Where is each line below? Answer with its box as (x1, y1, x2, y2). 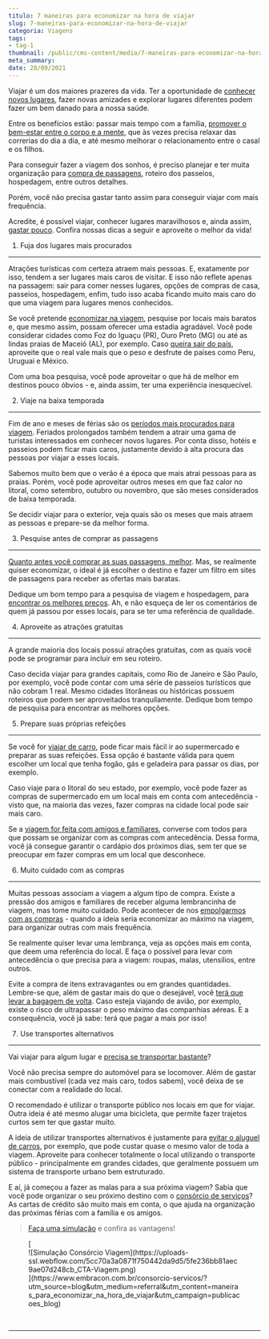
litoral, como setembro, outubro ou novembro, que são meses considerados (8, 485, 259, 494)
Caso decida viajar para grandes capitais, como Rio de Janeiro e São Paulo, (8, 669, 259, 678)
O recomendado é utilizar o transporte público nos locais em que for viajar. (8, 1100, 255, 1109)
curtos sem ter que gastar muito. (8, 1117, 116, 1126)
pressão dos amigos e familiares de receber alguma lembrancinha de (8, 897, 237, 906)
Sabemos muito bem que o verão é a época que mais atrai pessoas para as (8, 468, 257, 478)
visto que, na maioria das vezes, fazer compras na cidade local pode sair (8, 800, 249, 809)
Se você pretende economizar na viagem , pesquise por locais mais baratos (8, 313, 257, 323)
